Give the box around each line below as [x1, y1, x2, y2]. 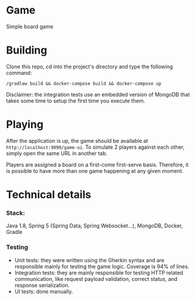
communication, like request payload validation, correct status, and [14, 275, 178, 282]
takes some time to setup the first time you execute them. [6, 97, 146, 104]
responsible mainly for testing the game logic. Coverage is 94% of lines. [14, 263, 190, 270]
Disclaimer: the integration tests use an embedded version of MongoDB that [6, 91, 190, 98]
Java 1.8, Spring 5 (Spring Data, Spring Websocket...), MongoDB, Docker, [6, 222, 183, 229]
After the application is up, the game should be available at [6, 137, 149, 144]
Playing [6, 118, 44, 131]
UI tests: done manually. [14, 287, 73, 295]
